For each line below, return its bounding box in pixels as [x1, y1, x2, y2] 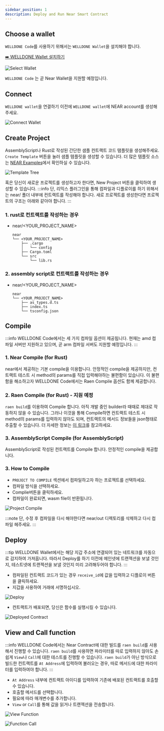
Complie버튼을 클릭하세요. [12, 489, 64, 495]
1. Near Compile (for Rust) [5, 354, 68, 361]
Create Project [5, 133, 50, 142]
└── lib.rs [30, 258, 52, 263]
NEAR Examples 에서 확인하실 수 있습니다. [10, 159, 91, 165]
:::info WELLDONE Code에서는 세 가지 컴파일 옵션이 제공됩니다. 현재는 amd [5, 336, 151, 341]
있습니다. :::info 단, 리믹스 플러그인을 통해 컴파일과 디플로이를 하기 [19, 185, 145, 191]
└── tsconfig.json [21, 309, 59, 313]
